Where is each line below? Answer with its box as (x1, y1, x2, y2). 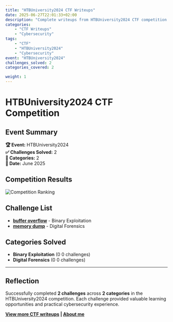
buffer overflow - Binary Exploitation (12, 217, 92, 224)
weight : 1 (5, 74, 27, 80)
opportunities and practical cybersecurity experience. (5, 301, 119, 308)
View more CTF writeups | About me (5, 311, 85, 317)
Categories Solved (5, 238, 66, 247)
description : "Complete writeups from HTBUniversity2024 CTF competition (5, 17, 167, 22)
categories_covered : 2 (5, 65, 54, 70)
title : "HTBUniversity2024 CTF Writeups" (5, 7, 96, 13)
